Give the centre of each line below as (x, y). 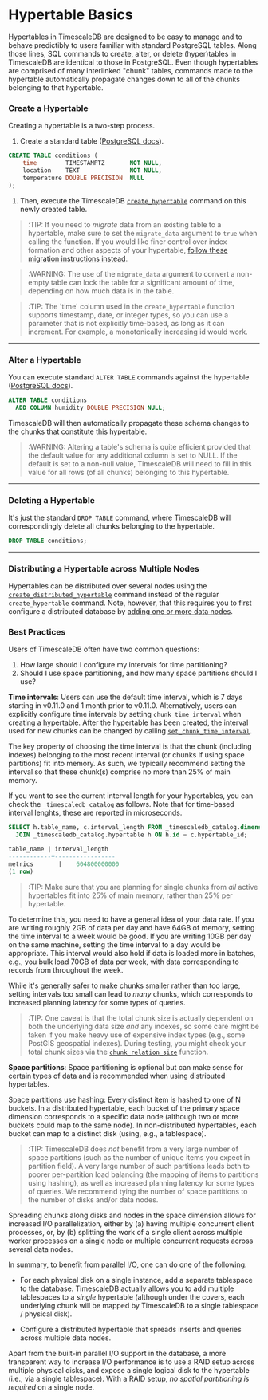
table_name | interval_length (59, 849)
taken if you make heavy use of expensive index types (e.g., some (136, 1035)
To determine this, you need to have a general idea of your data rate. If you (131, 919)
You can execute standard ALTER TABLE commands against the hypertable (129, 377)
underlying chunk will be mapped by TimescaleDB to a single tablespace (139, 1305)
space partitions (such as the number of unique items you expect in (139, 1157)
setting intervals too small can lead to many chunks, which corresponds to (130, 993)
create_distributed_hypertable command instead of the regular (114, 595)
